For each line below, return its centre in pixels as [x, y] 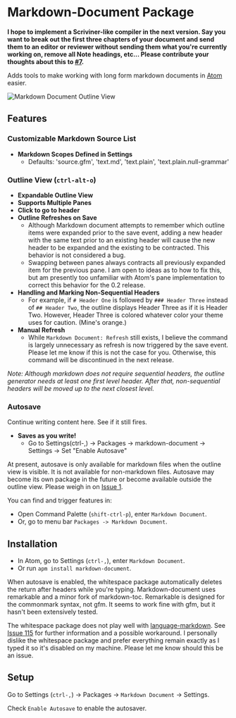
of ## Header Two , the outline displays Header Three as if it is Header [128, 307]
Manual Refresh [41, 330]
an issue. [20, 655]
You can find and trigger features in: [60, 500]
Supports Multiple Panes [54, 202]
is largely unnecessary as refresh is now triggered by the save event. [128, 345]
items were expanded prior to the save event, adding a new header [125, 233]
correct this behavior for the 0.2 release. [87, 285]
